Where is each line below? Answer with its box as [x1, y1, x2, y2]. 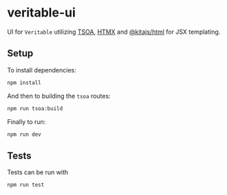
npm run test [7, 181, 45, 189]
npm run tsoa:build [7, 105, 63, 112]
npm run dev [7, 131, 41, 138]
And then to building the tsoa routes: [7, 92, 111, 100]
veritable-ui [7, 5, 76, 21]
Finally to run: [7, 117, 46, 125]
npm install [7, 79, 41, 86]
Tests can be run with [7, 168, 69, 176]
